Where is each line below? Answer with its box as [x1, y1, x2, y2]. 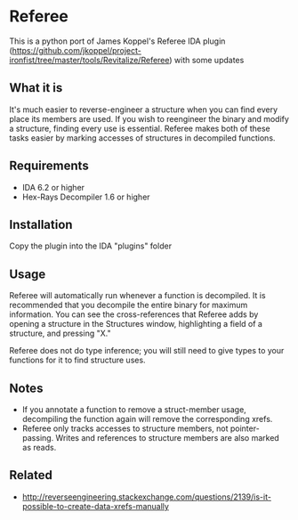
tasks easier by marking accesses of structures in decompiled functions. [9, 132, 276, 143]
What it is [9, 80, 63, 95]
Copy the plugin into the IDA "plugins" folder [9, 240, 172, 251]
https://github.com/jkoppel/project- [12, 45, 142, 55]
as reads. [21, 443, 57, 452]
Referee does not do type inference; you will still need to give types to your [9, 345, 285, 356]
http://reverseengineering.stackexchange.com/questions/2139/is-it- [21, 492, 271, 502]
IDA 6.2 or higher [21, 182, 85, 192]
